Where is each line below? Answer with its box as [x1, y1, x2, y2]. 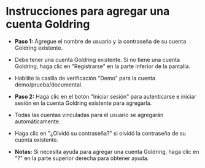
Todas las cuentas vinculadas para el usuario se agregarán [14, 111, 164, 118]
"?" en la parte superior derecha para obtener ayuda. [14, 155, 149, 162]
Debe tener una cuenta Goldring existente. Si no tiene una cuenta [14, 56, 180, 63]
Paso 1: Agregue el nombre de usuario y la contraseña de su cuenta [14, 37, 187, 45]
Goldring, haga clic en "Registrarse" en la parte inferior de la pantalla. [14, 63, 191, 70]
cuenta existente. [14, 136, 59, 143]
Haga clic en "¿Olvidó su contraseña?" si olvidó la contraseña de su [14, 129, 187, 137]
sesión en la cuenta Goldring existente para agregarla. [14, 99, 152, 107]
